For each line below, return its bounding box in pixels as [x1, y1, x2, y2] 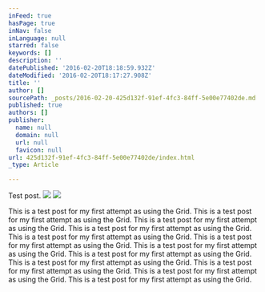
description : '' [8, 57, 62, 65]
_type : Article [8, 161, 59, 169]
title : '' [8, 79, 42, 87]
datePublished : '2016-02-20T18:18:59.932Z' [8, 64, 156, 72]
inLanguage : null [8, 34, 66, 43]
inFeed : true [8, 11, 52, 20]
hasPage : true [8, 19, 56, 27]
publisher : [8, 116, 45, 124]
